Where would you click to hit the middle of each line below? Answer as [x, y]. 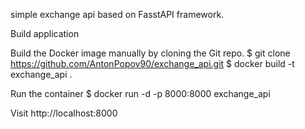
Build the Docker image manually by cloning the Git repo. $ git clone [150, 53]
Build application [45, 33]
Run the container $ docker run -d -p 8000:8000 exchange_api [140, 93]
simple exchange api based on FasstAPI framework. [117, 14]
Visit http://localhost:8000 [64, 113]
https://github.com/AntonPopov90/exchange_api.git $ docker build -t [152, 63]
